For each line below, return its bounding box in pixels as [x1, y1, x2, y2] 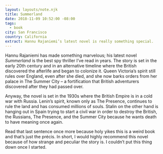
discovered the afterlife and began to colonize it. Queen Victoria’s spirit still [5, 68, 156, 74]
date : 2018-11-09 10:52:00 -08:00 [5, 16, 76, 21]
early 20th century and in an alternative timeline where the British [5, 63, 137, 68]
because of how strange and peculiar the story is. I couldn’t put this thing [5, 139, 152, 145]
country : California [5, 35, 47, 40]
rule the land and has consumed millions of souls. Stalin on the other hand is [5, 103, 159, 109]
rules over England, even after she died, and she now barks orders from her [5, 73, 158, 79]
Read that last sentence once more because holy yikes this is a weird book [5, 128, 155, 134]
